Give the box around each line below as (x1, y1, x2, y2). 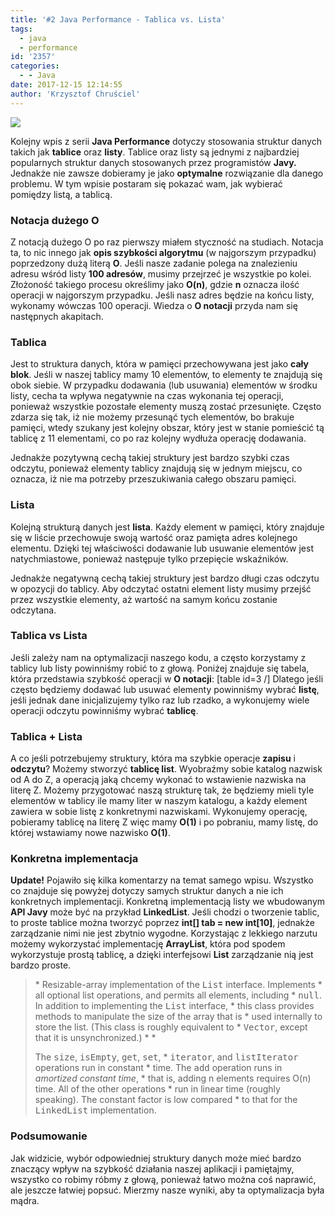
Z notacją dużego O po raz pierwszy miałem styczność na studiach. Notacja (10, 236, 324, 248)
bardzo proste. (10, 959, 72, 971)
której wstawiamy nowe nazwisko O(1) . (10, 827, 171, 839)
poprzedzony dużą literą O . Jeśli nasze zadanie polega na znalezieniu (10, 257, 298, 269)
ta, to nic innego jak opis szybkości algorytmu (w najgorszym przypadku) (10, 246, 317, 258)
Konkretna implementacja (10, 852, 139, 866)
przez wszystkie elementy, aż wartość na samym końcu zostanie (10, 593, 278, 605)
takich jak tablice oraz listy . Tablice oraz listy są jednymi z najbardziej (10, 146, 300, 158)
